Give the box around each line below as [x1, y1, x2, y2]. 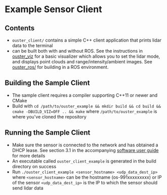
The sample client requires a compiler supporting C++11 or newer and [12, 92, 158, 98]
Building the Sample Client [5, 79, 90, 87]
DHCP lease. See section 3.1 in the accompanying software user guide [12, 147, 159, 153]
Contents [5, 24, 35, 32]
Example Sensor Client [5, 4, 102, 15]
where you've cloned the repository [12, 113, 87, 120]
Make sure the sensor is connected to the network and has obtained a [12, 142, 158, 148]
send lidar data [12, 185, 44, 191]
